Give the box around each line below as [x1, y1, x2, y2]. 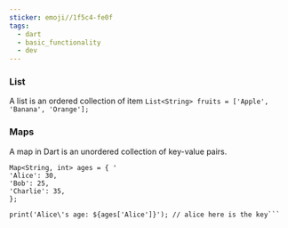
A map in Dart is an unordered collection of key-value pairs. [9, 146, 228, 157]
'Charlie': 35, [9, 186, 66, 196]
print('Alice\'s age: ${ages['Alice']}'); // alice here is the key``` [9, 210, 280, 219]
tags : [9, 21, 29, 30]
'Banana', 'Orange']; [9, 105, 90, 114]
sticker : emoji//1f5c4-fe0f [9, 12, 114, 22]
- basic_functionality [17, 37, 101, 47]
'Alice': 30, [9, 171, 58, 180]
